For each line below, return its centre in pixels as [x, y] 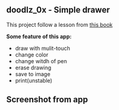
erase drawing [33, 67]
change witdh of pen [41, 61]
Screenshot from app [47, 100]
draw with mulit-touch [43, 48]
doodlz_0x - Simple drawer [58, 10]
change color [32, 55]
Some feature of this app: [39, 36]
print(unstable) [34, 80]
